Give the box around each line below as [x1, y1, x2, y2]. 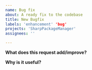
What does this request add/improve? [5, 49, 87, 55]
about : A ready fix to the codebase [5, 12, 83, 17]
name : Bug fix [5, 7, 36, 13]
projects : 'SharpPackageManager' [5, 26, 76, 31]
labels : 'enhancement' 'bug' [5, 21, 67, 27]
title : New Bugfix [5, 17, 44, 22]
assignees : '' [5, 31, 36, 36]
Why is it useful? [5, 59, 42, 65]
